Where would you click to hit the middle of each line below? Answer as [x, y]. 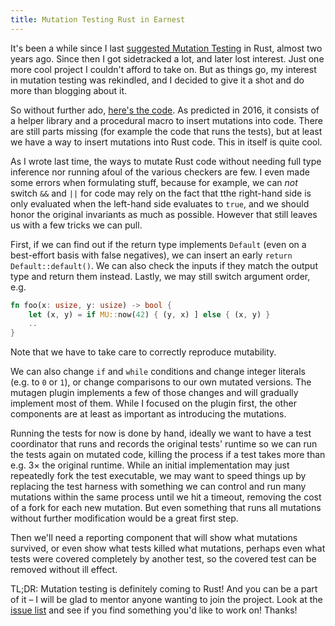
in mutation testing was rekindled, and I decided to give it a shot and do [157, 80]
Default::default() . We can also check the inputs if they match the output [164, 265]
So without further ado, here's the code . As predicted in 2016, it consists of [165, 110]
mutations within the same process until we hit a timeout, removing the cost [166, 497]
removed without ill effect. [64, 570]
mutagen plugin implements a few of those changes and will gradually [154, 393]
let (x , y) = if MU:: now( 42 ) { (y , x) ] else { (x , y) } [149, 314]
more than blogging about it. [69, 90]
